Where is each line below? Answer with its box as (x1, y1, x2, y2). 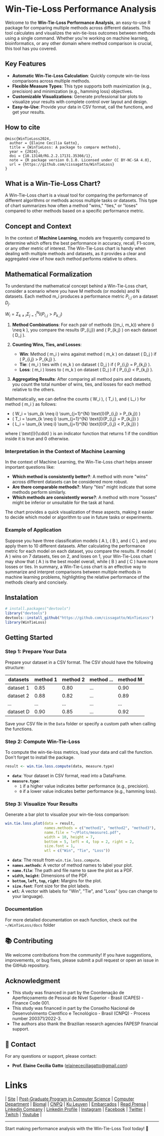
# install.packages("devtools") (5, 606, 71, 612)
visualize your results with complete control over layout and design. (12, 99, 148, 105)
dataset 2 (7, 692, 29, 699)
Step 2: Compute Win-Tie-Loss (5, 738, 81, 745)
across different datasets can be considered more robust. (12, 479, 128, 485)
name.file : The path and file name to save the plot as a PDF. (12, 868, 133, 874)
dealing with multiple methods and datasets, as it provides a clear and (5, 251, 146, 257)
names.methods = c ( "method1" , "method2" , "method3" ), (44, 825, 156, 830)
